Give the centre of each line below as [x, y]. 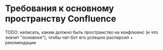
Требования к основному [60, 8]
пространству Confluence [61, 19]
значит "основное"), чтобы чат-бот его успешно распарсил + [69, 37]
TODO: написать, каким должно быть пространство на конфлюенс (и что [81, 32]
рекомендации [20, 42]
